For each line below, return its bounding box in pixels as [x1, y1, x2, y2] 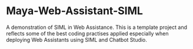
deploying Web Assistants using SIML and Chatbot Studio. [6, 36, 147, 43]
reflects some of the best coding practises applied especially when [6, 30, 169, 37]
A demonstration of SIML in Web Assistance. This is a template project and [6, 24, 187, 31]
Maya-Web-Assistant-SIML [6, 4, 143, 18]
